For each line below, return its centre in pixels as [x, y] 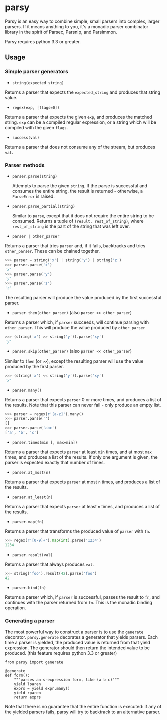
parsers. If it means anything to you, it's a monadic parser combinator [77, 26]
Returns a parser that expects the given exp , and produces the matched [79, 117]
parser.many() [27, 390]
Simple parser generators [37, 72]
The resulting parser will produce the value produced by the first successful [83, 298]
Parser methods [25, 165]
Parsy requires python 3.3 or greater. [43, 41]
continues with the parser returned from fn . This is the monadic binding [79, 603]
